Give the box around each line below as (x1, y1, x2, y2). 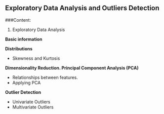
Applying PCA (12, 79, 41, 85)
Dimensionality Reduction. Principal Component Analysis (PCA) (5, 65, 139, 71)
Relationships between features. (12, 74, 78, 80)
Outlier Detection (5, 89, 41, 95)
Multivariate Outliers (12, 104, 54, 110)
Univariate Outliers (12, 99, 50, 105)
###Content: (5, 17, 31, 23)
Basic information (5, 36, 42, 42)
